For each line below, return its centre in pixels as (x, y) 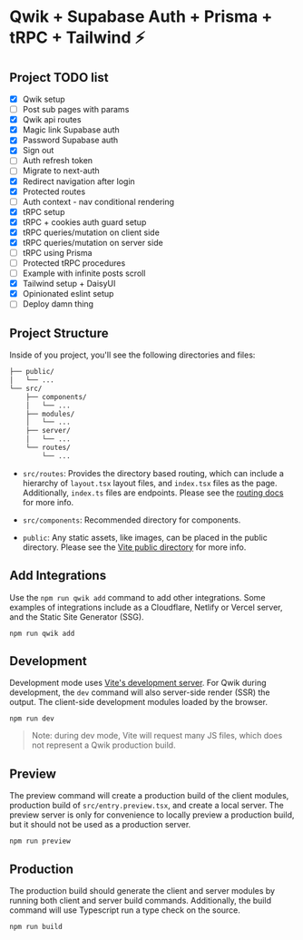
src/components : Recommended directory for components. (132, 520)
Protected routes (54, 191)
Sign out (38, 151)
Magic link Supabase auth (71, 130)
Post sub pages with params (76, 110)
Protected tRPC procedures (74, 263)
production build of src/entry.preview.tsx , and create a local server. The (147, 806)
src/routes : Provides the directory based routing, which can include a (153, 473)
